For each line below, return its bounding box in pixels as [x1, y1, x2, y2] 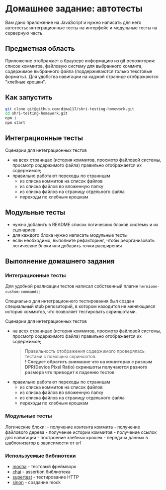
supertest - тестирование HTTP [12, 474, 79, 480]
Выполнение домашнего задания [5, 257, 115, 266]
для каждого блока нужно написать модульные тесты [12, 232, 128, 238]
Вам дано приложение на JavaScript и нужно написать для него [5, 19, 142, 25]
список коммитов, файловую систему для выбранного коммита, [5, 63, 143, 69]
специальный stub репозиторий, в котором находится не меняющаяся [5, 303, 156, 309]
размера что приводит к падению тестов [24, 369, 115, 376]
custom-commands [5, 290, 39, 294]
